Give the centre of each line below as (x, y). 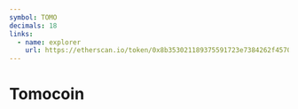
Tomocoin (47, 94)
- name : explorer (49, 42)
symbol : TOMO (33, 17)
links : (21, 34)
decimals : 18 (33, 26)
